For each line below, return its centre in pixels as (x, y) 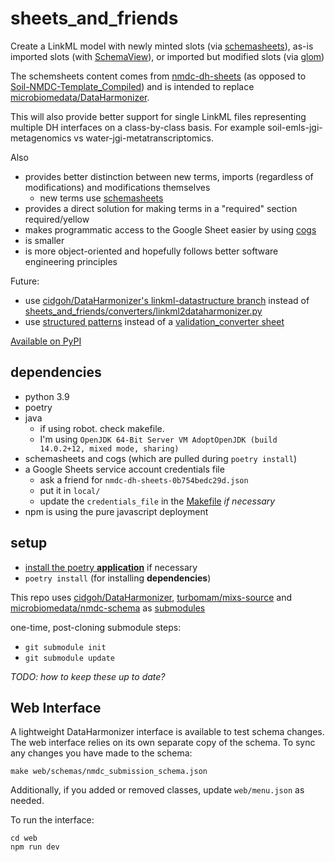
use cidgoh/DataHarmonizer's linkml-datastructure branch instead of (167, 300)
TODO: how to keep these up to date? (88, 676)
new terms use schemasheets (101, 198)
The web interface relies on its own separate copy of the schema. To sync (163, 743)
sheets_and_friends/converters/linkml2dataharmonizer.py (143, 311)
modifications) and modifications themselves (117, 187)
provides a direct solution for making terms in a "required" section (161, 208)
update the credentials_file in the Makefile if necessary (157, 501)
